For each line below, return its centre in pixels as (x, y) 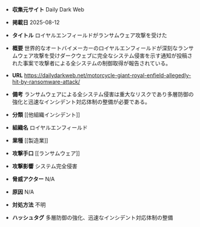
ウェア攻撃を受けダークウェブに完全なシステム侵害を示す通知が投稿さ (105, 56)
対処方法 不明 (29, 205)
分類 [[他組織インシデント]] (46, 115)
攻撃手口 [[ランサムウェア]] (46, 153)
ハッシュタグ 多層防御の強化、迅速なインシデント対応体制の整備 (92, 218)
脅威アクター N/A (33, 179)
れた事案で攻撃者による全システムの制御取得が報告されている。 (92, 63)
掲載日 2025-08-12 (36, 22)
